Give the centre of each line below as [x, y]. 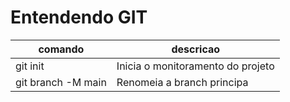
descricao [196, 49]
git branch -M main [61, 82]
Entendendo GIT [79, 17]
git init [30, 66]
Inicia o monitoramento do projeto [195, 66]
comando [61, 49]
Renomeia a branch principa [182, 82]
